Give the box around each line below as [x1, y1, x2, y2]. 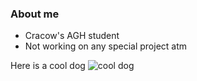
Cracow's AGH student [24, 30, 120, 42]
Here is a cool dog [10, 60, 86, 72]
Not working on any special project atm [24, 40, 188, 52]
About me [10, 7, 60, 21]
